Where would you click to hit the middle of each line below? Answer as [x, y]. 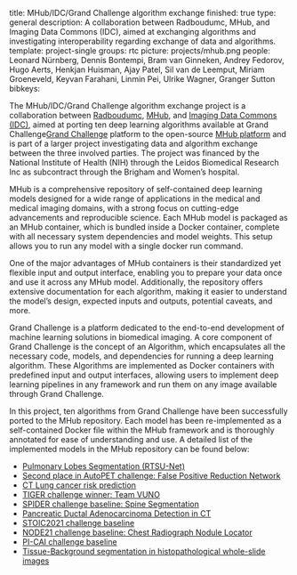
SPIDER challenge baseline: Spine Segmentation [111, 504]
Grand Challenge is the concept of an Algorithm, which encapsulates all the [148, 347]
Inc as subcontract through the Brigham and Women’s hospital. [124, 172]
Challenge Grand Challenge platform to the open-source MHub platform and [148, 134]
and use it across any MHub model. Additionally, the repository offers [136, 282]
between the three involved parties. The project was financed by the [135, 153]
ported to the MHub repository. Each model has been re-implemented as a [145, 421]
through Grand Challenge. [57, 394]
